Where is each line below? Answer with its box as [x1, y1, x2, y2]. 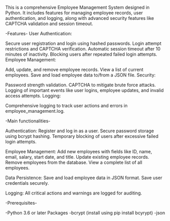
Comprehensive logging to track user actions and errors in [5, 103, 128, 109]
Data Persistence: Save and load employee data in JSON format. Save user [5, 175, 162, 181]
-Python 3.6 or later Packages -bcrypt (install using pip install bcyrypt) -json [5, 210, 165, 216]
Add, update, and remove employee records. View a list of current [5, 66, 144, 72]
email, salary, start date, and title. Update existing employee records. [5, 154, 149, 160]
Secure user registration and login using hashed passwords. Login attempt [5, 40, 162, 46]
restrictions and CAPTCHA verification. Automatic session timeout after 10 [5, 46, 161, 52]
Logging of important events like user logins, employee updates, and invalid [5, 87, 164, 93]
